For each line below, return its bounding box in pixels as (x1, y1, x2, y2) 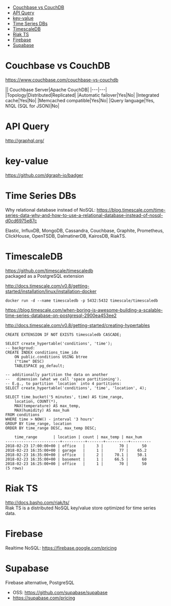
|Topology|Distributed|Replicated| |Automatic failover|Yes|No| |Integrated (5, 92, 159, 98)
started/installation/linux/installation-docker (5, 288, 97, 294)
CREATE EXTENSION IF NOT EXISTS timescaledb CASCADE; (5, 332, 122, 337)
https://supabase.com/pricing (12, 595, 75, 601)
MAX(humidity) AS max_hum (14, 408, 70, 413)
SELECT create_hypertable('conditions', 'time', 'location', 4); (5, 385, 147, 391)
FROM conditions (5, 412, 40, 417)
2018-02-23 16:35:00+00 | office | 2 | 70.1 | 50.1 (5, 452, 147, 457)
